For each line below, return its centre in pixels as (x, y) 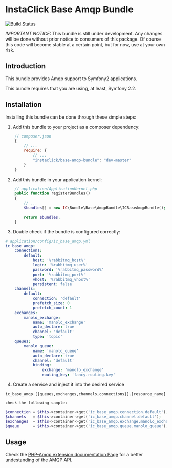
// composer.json (33, 136)
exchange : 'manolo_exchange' (73, 370)
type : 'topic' (48, 337)
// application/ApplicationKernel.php (56, 189)
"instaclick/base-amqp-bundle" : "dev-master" (82, 160)
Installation (24, 104)
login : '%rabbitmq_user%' (60, 265)
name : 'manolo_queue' (56, 351)
